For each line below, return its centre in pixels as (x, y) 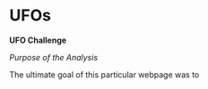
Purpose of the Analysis (54, 57)
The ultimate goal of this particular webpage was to (104, 74)
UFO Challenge (38, 40)
